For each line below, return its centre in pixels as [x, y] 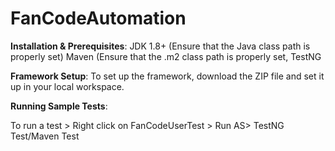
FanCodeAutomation [98, 18]
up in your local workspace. [67, 86]
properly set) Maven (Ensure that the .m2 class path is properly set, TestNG [166, 56]
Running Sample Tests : [59, 106]
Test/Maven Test [45, 136]
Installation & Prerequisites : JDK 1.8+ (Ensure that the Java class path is [160, 46]
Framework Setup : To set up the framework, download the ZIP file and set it [167, 76]
